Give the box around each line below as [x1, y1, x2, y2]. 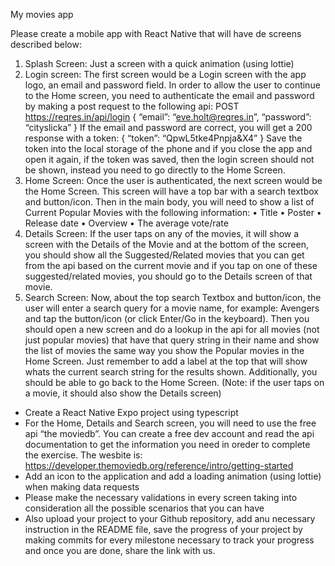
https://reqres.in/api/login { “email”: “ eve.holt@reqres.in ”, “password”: [24, 111, 312, 123]
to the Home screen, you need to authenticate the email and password [24, 90, 315, 101]
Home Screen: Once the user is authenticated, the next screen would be [24, 175, 323, 186]
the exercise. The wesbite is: [24, 449, 143, 461]
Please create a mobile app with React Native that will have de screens [10, 28, 302, 39]
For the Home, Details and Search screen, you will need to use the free [24, 417, 317, 429]
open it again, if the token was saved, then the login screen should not [24, 154, 315, 165]
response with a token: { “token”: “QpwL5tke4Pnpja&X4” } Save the [24, 132, 303, 144]
